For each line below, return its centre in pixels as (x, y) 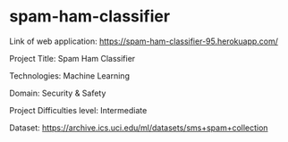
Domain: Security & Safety (58, 93)
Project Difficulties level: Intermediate (78, 110)
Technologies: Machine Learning (69, 75)
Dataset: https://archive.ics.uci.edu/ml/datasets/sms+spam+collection (139, 128)
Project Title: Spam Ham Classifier (72, 58)
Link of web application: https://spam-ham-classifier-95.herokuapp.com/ (144, 41)
